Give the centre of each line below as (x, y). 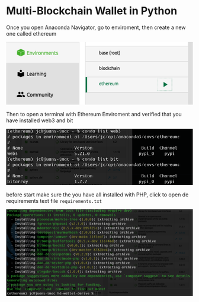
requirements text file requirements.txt (54, 201)
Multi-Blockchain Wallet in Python (92, 11)
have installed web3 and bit (40, 120)
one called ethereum (31, 33)
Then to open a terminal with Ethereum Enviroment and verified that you (94, 114)
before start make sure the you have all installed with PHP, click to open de (97, 195)
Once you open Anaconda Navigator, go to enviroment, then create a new (96, 27)
